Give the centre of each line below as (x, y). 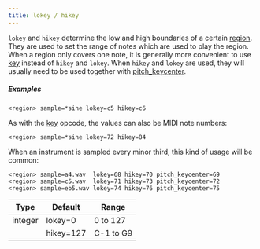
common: (24, 160)
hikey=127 (66, 233)
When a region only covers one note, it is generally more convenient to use (130, 54)
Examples (25, 89)
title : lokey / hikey (44, 15)
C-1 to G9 (113, 233)
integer (25, 220)
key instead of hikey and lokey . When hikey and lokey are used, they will (126, 63)
